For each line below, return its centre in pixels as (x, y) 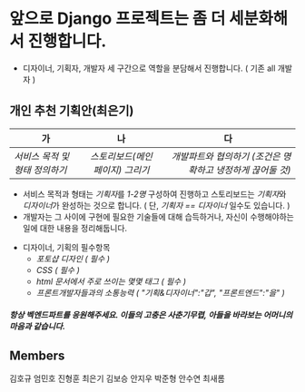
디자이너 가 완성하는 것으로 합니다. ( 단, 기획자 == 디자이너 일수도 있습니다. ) (156, 205)
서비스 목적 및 (42, 156)
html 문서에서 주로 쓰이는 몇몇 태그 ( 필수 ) (111, 281)
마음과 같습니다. (38, 327)
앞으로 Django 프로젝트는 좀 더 (118, 19)
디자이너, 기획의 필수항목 (66, 247)
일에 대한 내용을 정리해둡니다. (75, 228)
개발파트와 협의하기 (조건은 (226, 156)
